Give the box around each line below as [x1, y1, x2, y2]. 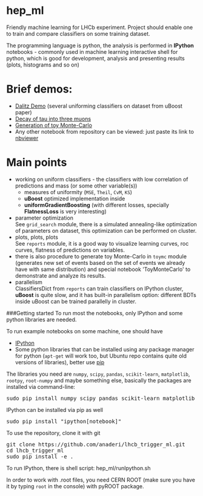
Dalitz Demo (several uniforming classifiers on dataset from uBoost [15, 102, 183, 109]
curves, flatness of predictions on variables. [15, 246, 125, 253]
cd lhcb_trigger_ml [6, 447, 64, 454]
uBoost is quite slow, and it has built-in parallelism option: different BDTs [15, 291, 197, 298]
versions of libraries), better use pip [15, 358, 105, 366]
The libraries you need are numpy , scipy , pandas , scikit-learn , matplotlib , [6, 370, 190, 377]
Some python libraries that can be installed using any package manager [15, 345, 195, 353]
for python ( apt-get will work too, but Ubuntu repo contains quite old [15, 352, 187, 359]
